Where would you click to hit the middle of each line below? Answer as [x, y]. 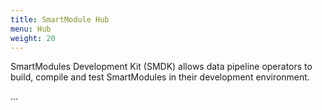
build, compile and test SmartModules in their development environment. [160, 77]
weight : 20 [33, 38]
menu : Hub [31, 29]
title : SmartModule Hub [60, 19]
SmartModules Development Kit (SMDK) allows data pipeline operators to [161, 67]
